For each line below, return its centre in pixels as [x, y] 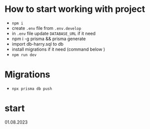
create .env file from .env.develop [46, 28]
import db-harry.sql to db [38, 44]
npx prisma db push [32, 89]
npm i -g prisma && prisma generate [49, 39]
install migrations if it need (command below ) [58, 49]
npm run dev [24, 55]
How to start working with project [75, 9]
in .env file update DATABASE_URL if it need [54, 33]
